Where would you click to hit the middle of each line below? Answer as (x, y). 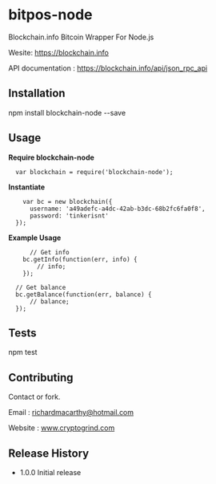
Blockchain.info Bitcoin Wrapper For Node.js (81, 37)
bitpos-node (51, 15)
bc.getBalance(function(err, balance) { (84, 295)
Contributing (41, 378)
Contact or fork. (34, 397)
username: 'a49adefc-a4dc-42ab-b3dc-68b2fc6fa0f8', (117, 209)
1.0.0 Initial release (50, 472)
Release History (49, 453)
